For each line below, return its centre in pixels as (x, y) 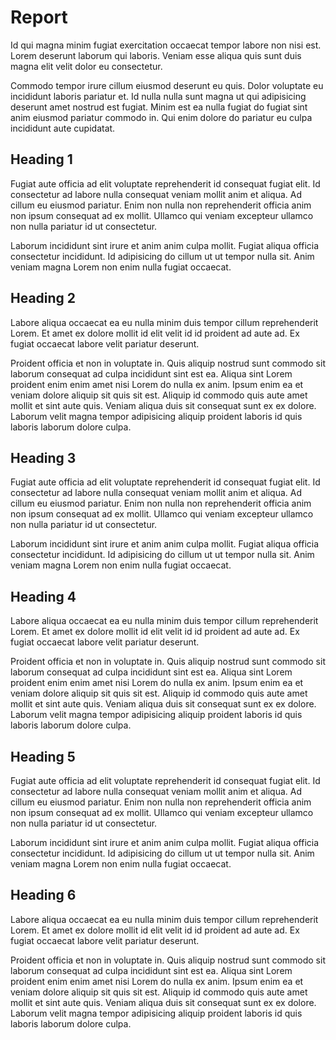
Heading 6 (43, 895)
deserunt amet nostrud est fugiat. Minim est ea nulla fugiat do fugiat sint (159, 107)
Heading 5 (43, 756)
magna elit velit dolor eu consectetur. (86, 66)
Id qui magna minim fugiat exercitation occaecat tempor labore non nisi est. (166, 45)
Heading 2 (43, 298)
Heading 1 (41, 159)
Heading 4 (43, 596)
